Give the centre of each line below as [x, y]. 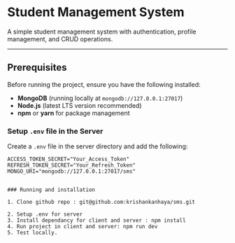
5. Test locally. [33, 233]
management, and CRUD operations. [60, 39]
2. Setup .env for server [45, 214]
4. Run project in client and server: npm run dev [83, 227]
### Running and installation [51, 190]
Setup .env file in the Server [55, 131]
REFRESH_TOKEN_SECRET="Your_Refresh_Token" [72, 165]
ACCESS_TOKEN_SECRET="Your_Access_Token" [69, 159]
